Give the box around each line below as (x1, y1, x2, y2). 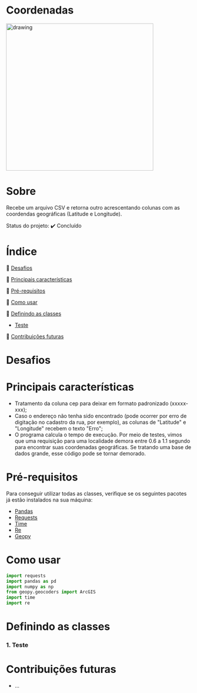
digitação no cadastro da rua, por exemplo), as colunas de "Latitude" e (14, 419, 186, 426)
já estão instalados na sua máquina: (6, 496, 93, 503)
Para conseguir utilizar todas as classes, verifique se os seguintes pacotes (6, 490, 187, 497)
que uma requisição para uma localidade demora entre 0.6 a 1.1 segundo (14, 437, 191, 445)
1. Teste (6, 641, 29, 649)
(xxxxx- (169, 400, 188, 407)
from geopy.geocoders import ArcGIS (6, 589, 96, 595)
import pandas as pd (6, 578, 57, 584)
